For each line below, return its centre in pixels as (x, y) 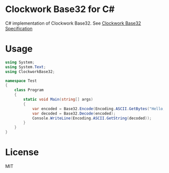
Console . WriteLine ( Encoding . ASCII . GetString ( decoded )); (92, 118)
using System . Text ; (26, 67)
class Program (29, 90)
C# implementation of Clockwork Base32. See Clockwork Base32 (73, 23)
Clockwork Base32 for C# (60, 9)
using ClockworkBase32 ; (30, 71)
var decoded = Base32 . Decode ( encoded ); (74, 113)
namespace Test (21, 81)
